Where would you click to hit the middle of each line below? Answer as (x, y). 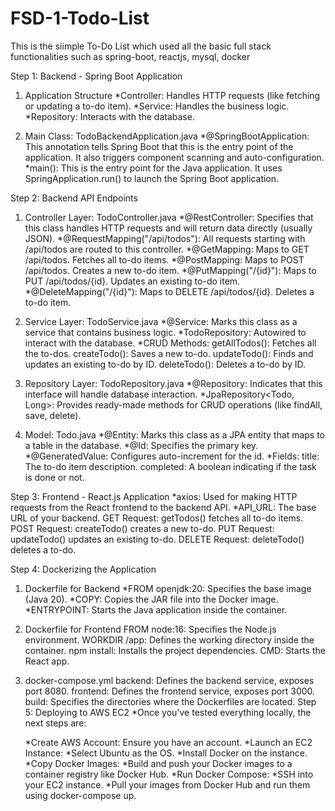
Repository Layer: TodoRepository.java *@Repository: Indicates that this (173, 383)
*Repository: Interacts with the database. (109, 116)
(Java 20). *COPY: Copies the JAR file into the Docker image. (151, 599)
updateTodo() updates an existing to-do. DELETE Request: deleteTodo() (157, 539)
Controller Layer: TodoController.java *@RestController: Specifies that (169, 217)
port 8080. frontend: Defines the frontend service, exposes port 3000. (170, 691)
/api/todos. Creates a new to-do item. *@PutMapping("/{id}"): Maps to (170, 270)
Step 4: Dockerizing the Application (83, 569)
